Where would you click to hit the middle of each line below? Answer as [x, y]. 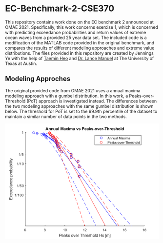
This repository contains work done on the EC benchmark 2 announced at [79, 22]
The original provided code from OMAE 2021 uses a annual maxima [73, 90]
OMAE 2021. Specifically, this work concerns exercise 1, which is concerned [82, 27]
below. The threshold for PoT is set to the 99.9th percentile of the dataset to [81, 111]
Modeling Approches [38, 79]
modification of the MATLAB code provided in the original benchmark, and [80, 42]
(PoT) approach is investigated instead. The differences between [92, 101]
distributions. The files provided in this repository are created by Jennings [79, 53]
